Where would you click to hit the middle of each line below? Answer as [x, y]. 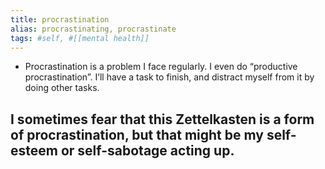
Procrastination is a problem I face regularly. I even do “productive [161, 67]
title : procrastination [60, 19]
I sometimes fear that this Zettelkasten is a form [162, 119]
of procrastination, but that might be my [137, 134]
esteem [34, 150]
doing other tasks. [62, 88]
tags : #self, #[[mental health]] [80, 38]
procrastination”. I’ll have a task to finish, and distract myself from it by [169, 77]
